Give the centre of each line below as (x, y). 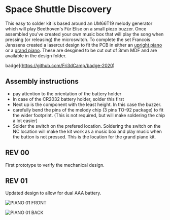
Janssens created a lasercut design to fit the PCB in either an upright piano (84, 45)
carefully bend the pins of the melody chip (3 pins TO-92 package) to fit (88, 109)
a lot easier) (25, 121)
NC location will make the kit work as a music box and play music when (87, 131)
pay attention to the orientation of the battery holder (67, 94)
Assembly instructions (42, 81)
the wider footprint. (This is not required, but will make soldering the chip (89, 115)
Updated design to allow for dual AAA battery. (53, 193)
